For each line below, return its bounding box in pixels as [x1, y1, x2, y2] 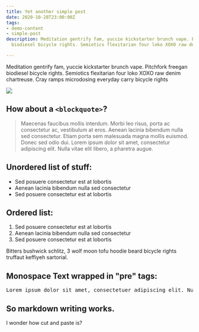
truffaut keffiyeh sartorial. [6, 254, 68, 261]
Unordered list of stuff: [6, 162, 92, 173]
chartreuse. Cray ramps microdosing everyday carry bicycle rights [6, 75, 168, 83]
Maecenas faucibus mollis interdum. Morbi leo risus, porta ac [20, 120, 171, 127]
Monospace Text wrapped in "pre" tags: [6, 271, 158, 281]
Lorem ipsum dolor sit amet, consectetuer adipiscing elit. [6, 287, 185, 293]
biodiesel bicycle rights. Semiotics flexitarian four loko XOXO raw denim [6, 69, 181, 76]
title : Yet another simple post [6, 8, 86, 15]
